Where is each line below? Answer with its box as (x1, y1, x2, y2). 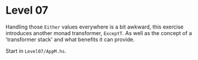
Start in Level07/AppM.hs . (5, 47, 67, 54)
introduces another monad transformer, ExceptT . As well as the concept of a (5, 29, 192, 36)
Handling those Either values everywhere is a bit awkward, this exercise (5, 23, 184, 30)
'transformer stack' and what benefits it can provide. (5, 36, 135, 43)
